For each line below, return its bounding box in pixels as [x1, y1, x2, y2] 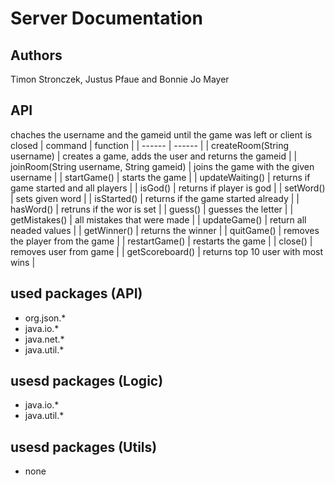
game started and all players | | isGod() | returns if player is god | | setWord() [10, 182, 326, 194]
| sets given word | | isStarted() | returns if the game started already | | [10, 192, 300, 204]
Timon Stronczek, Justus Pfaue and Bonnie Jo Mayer [10, 73, 230, 85]
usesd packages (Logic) [10, 373, 164, 390]
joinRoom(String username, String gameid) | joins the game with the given [10, 160, 315, 172]
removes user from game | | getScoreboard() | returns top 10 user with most [10, 245, 324, 257]
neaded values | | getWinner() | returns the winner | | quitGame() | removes [10, 224, 320, 236]
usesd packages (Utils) [10, 438, 158, 456]
